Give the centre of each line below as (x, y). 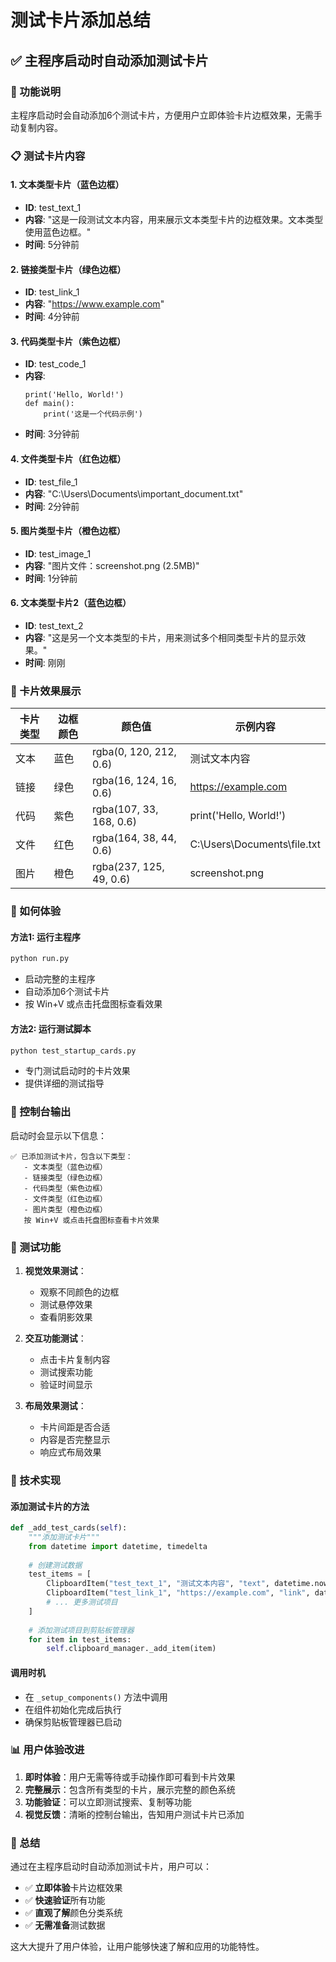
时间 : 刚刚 (45, 663)
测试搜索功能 (66, 1372)
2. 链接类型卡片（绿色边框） (68, 269)
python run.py (40, 959)
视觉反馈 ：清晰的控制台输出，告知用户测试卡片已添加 (134, 1814)
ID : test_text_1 (53, 207)
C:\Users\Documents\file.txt (255, 844)
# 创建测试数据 (55, 1565)
